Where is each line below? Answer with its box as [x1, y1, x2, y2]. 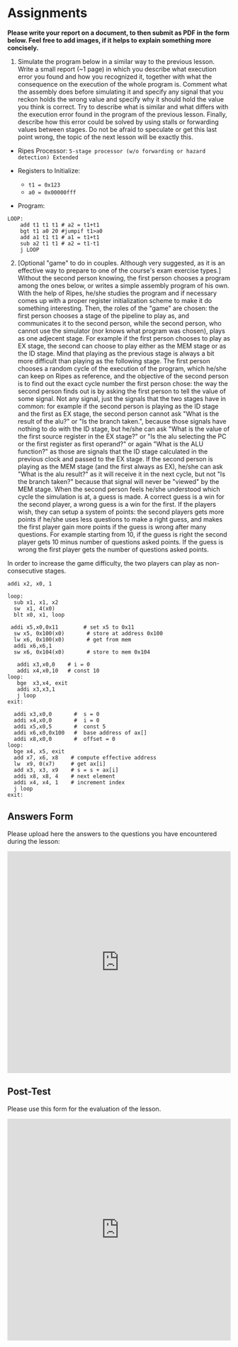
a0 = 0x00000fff [28, 189, 76, 196]
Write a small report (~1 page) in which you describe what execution [17, 65, 217, 73]
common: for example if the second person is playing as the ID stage [17, 402, 219, 410]
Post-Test [7, 1086, 51, 1098]
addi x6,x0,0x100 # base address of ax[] [13, 729, 147, 736]
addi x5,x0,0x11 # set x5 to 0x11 [10, 623, 135, 631]
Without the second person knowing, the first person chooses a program [17, 273, 230, 282]
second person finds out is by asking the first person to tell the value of [17, 387, 227, 395]
